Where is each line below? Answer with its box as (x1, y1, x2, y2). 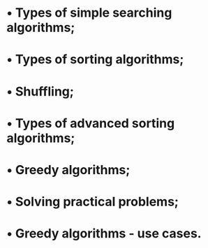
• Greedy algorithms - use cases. (6, 226, 202, 242)
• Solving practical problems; (6, 194, 179, 210)
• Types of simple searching (6, 5, 172, 21)
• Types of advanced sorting (6, 115, 175, 131)
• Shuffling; (6, 84, 75, 99)
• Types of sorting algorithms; (6, 52, 184, 68)
